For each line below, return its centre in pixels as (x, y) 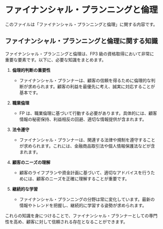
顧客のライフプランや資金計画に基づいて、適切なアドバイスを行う (85, 172)
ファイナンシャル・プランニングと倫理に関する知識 (81, 41)
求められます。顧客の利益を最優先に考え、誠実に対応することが (91, 86)
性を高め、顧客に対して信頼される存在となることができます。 (66, 222)
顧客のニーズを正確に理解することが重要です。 (83, 179)
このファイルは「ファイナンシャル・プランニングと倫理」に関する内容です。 (81, 24)
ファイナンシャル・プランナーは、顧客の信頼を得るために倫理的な (85, 80)
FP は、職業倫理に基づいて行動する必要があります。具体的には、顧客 (88, 113)
